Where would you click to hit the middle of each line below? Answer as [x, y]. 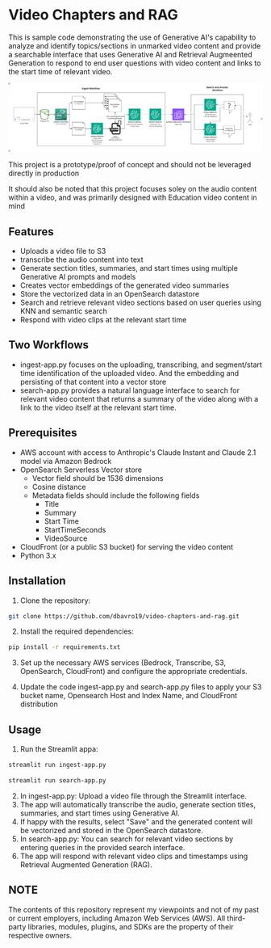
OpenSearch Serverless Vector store [81, 470]
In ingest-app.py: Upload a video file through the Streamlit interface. [133, 796]
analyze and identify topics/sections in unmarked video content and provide [135, 45]
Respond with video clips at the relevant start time [103, 320]
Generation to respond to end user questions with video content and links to [135, 63]
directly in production [44, 173]
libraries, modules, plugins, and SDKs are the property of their [131, 926]
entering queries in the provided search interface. [102, 847]
